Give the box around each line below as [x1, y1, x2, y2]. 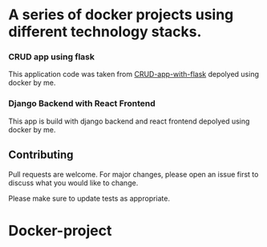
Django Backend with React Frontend [8, 98, 156, 109]
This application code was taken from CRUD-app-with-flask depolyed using [8, 70, 259, 79]
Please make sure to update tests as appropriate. [8, 193, 171, 203]
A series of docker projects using [8, 6, 234, 24]
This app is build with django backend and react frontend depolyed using [8, 116, 250, 126]
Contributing [8, 148, 74, 162]
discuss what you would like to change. [8, 178, 139, 188]
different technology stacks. [8, 22, 202, 41]
